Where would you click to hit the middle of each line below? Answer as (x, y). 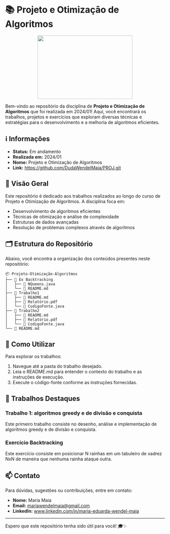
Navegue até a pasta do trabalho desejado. (57, 366)
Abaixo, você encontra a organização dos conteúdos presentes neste (78, 259)
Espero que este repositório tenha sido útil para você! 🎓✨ (66, 526)
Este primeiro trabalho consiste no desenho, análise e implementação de (81, 424)
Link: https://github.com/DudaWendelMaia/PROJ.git (67, 168)
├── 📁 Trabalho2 (22, 311)
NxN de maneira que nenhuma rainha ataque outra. (59, 459)
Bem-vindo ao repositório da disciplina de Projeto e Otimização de (75, 106)
